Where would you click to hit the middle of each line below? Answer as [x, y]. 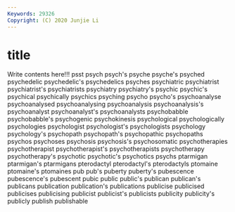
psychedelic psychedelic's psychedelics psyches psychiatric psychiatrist [113, 82]
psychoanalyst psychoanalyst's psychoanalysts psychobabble [98, 112]
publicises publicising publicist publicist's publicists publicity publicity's [111, 194]
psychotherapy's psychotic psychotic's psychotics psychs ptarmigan [108, 157]
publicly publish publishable [48, 201]
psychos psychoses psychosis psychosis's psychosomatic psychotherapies [118, 142]
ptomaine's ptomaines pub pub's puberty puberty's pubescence [101, 171]
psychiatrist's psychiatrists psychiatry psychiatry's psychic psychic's [107, 89]
